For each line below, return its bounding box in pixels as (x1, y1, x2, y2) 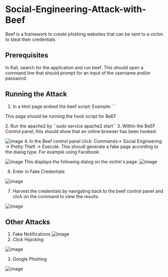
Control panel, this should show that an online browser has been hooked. (5, 128, 157, 134)
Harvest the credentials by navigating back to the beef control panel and (12, 188, 163, 194)
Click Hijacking (12, 237, 44, 243)
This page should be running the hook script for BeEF (5, 113, 117, 119)
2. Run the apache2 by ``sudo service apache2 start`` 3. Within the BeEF (5, 123, 155, 129)
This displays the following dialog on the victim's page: (24, 158, 139, 165)
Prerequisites (5, 51, 48, 60)
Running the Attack (5, 90, 67, 99)
